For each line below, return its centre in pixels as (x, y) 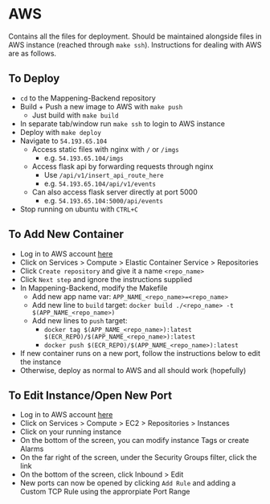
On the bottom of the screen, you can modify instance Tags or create (134, 440)
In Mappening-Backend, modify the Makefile (94, 288)
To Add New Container (66, 234)
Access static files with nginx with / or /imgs (105, 149)
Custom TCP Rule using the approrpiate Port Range (105, 492)
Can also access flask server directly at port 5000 (115, 192)
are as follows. (33, 53)
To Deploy (34, 78)
